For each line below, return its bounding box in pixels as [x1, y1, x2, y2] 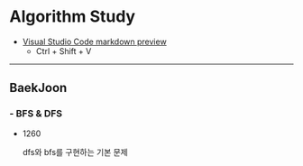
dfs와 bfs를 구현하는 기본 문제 [22, 146, 129, 157]
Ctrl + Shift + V [35, 45, 92, 56]
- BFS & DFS [9, 107, 63, 120]
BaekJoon [9, 80, 68, 96]
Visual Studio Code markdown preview [22, 36, 167, 47]
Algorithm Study [9, 6, 136, 27]
